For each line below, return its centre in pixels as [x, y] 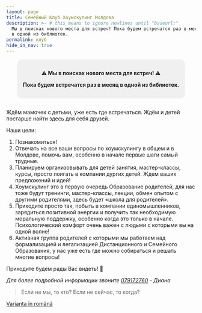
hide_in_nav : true [29, 46]
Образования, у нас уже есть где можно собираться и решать [96, 250]
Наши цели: [21, 130]
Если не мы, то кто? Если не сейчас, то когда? [80, 292]
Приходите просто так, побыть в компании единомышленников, [98, 206]
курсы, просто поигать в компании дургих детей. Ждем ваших [96, 174]
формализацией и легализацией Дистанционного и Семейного [96, 244]
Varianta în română [29, 303]
